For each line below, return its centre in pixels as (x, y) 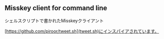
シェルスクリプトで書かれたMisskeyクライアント (54, 20)
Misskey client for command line (56, 8)
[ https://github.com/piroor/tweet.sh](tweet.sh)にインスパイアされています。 (82, 31)
